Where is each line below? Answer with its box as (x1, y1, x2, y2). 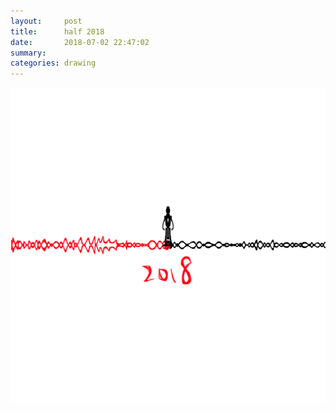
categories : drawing (10, 58, 97, 69)
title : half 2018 (10, 26, 105, 37)
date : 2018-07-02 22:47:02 (10, 37, 150, 47)
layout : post (10, 16, 83, 26)
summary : (10, 48, 47, 58)
